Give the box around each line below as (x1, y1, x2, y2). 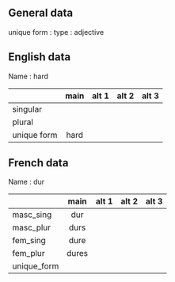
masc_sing (12, 209, 52, 220)
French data (8, 156, 69, 170)
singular (12, 103, 42, 114)
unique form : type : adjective (8, 27, 105, 36)
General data (8, 6, 74, 20)
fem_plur (12, 248, 45, 259)
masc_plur (12, 222, 51, 233)
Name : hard (8, 71, 49, 81)
